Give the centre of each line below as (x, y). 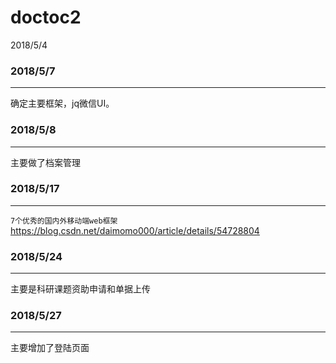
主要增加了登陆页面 (50, 348)
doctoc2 (46, 17)
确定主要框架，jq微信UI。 (62, 103)
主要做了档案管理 (45, 162)
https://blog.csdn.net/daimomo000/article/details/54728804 (135, 230)
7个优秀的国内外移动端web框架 (64, 221)
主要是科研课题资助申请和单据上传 (80, 289)
